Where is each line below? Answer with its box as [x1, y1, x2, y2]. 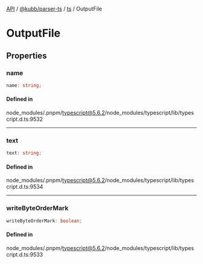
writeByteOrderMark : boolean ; [6, 218, 83, 224]
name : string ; [6, 82, 42, 89]
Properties [6, 50, 47, 61]
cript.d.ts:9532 [6, 115, 43, 123]
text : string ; [6, 150, 42, 157]
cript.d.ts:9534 [6, 183, 43, 191]
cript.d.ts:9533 [6, 251, 43, 258]
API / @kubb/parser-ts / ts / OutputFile [6, 5, 103, 12]
